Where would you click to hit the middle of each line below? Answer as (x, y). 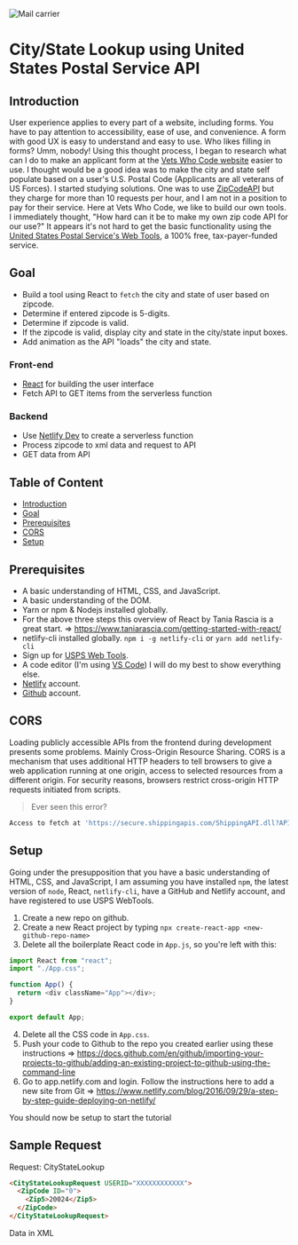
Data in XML (32, 1233)
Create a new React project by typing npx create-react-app (131, 927)
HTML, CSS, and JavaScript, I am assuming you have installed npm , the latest (149, 881)
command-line (49, 1072)
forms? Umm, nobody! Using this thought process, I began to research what (148, 151)
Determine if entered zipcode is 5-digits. (96, 313)
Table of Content (56, 483)
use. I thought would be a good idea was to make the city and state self (140, 170)
